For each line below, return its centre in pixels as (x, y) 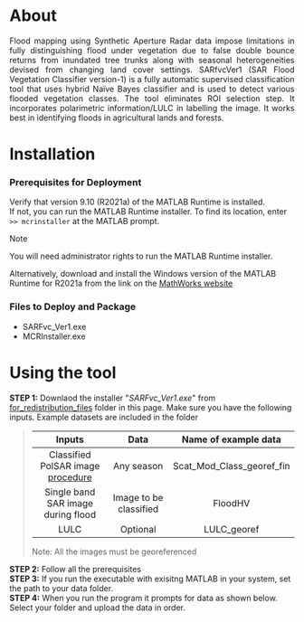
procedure (70, 477)
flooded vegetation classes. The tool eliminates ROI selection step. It (152, 98)
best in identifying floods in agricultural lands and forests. (117, 118)
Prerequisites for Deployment (76, 183)
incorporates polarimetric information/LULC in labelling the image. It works (152, 108)
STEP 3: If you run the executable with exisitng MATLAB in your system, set (150, 579)
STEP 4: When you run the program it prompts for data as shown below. (143, 598)
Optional (138, 529)
